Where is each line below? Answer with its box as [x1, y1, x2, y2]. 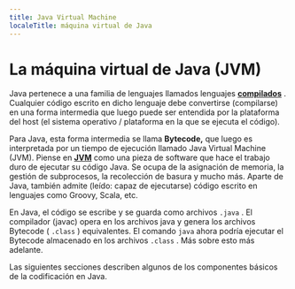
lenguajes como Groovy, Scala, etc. [9, 190, 139, 201]
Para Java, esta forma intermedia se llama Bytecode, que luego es [9, 133, 253, 144]
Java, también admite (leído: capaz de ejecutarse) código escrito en [9, 180, 258, 191]
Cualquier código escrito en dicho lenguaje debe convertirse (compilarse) [9, 98, 279, 109]
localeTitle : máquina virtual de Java [9, 21, 152, 30]
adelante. [9, 245, 43, 255]
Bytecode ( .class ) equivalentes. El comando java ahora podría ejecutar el [9, 226, 283, 237]
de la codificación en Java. [9, 271, 108, 282]
